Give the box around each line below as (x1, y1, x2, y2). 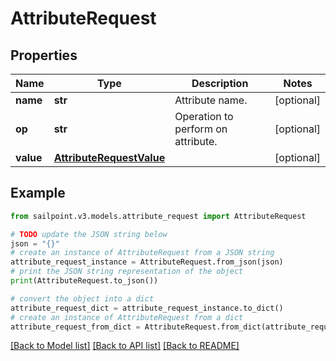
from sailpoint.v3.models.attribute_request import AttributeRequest (10, 211, 307, 221)
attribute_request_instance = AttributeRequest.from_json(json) (10, 257, 284, 267)
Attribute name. (174, 93, 248, 107)
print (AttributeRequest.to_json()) (10, 276, 159, 286)
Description (191, 77, 249, 90)
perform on (174, 122, 228, 136)
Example (10, 185, 66, 202)
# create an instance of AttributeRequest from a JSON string (10, 248, 275, 258)
